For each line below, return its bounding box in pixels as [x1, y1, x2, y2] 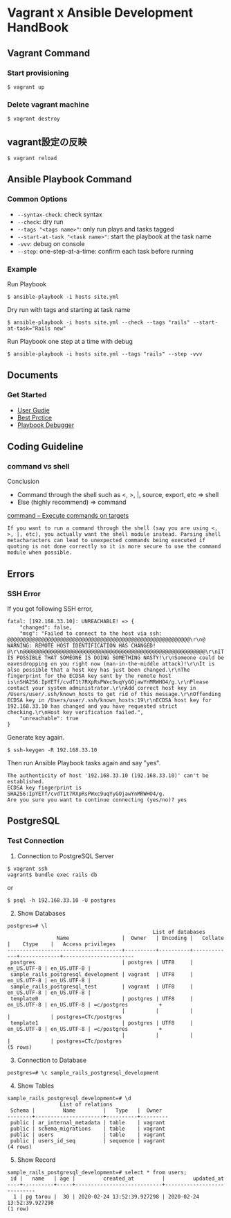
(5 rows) [7, 1043, 33, 1051]
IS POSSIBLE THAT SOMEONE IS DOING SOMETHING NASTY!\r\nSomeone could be [7, 654, 225, 661]
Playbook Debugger [17, 421, 75, 429]
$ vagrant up [7, 83, 45, 91]
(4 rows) [7, 1143, 33, 1150]
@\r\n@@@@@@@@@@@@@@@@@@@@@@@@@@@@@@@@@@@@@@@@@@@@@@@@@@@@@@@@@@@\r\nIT [7, 648, 225, 656]
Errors [7, 568, 35, 580]
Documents [7, 369, 59, 381]
